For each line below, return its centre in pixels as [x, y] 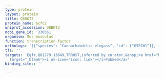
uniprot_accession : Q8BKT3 [32, 28]
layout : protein [21, 14]
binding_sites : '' [24, 64]
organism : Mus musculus [29, 37]
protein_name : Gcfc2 [26, 23]
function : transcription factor [38, 41]
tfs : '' [13, 50]
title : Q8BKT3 [20, 19]
